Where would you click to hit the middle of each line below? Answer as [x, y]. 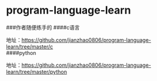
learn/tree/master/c [30, 46]
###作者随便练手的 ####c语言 [43, 27]
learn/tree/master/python [37, 72]
